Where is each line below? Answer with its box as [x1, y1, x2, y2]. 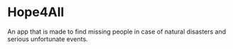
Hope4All [7, 4, 65, 20]
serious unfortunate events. [7, 34, 88, 43]
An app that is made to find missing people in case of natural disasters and [7, 27, 227, 36]
